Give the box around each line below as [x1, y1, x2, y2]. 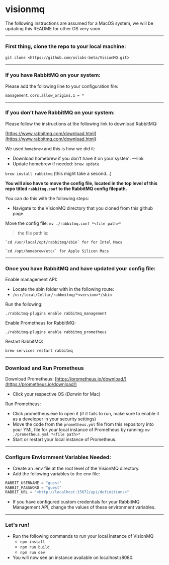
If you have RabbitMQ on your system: [5, 72, 101, 79]
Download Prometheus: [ [5, 376, 57, 382]
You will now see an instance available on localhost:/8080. [12, 554, 134, 560]
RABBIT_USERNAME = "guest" [5, 480, 62, 485]
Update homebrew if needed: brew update [12, 160, 100, 167]
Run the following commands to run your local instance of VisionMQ [12, 533, 154, 539]
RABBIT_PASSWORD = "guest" [5, 485, 62, 490]
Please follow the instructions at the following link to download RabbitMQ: [5, 120, 158, 127]
